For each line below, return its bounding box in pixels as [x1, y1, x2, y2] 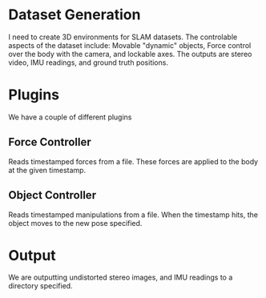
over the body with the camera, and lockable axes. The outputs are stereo [8, 49, 252, 58]
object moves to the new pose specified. [8, 218, 143, 228]
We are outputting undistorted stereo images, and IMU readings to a [8, 272, 233, 282]
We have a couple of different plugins [8, 112, 132, 122]
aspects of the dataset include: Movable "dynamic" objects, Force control [8, 40, 252, 50]
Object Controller [8, 188, 97, 202]
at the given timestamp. [8, 165, 87, 175]
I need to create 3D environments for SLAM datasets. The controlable [8, 32, 238, 42]
